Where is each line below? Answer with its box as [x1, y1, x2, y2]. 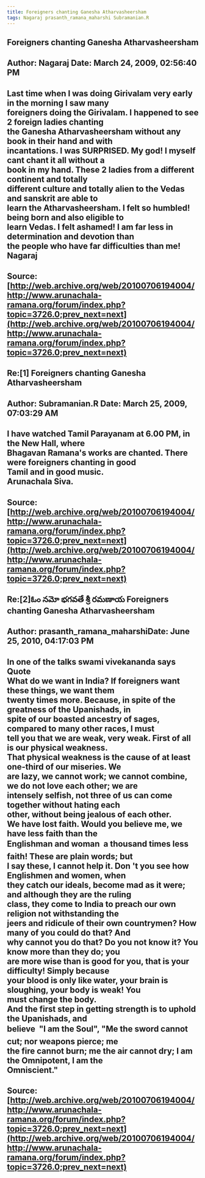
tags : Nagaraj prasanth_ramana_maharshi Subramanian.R [7, 15, 149, 21]
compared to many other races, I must [7, 723, 155, 734]
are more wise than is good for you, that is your [7, 956, 190, 966]
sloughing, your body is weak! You [7, 985, 141, 995]
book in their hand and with [7, 136, 113, 146]
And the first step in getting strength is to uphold [7, 1003, 196, 1014]
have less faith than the [7, 828, 98, 839]
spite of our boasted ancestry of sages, [7, 714, 160, 724]
